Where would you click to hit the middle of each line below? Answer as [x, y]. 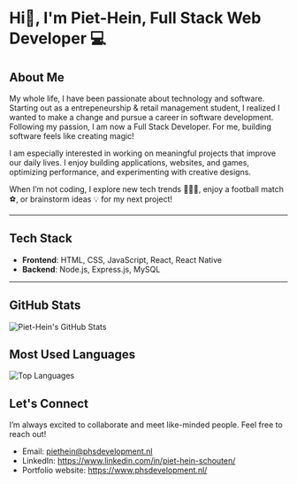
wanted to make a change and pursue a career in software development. [141, 117]
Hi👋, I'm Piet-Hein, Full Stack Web [135, 18]
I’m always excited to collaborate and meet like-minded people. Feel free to [146, 425]
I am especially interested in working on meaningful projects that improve [143, 153]
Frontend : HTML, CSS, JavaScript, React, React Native [122, 259]
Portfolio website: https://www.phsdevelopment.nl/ [114, 470]
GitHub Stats [45, 306]
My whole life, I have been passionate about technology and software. [137, 98]
